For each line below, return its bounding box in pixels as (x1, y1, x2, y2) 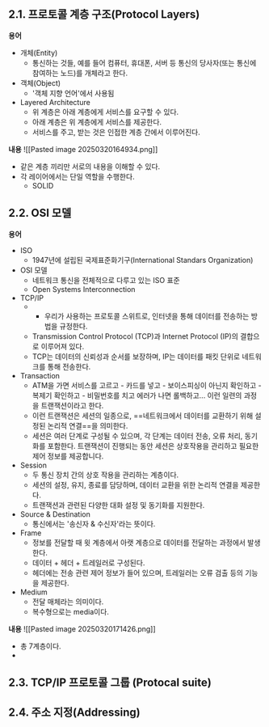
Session (19, 460, 47, 470)
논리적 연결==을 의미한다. (47, 421, 128, 430)
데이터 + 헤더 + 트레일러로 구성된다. (32, 557, 145, 568)
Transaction (19, 370, 61, 380)
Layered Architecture (19, 97, 90, 107)
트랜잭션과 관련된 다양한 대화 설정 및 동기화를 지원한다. (32, 500, 205, 509)
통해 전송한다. (47, 361, 91, 371)
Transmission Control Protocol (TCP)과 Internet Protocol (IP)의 (32, 331, 238, 341)
